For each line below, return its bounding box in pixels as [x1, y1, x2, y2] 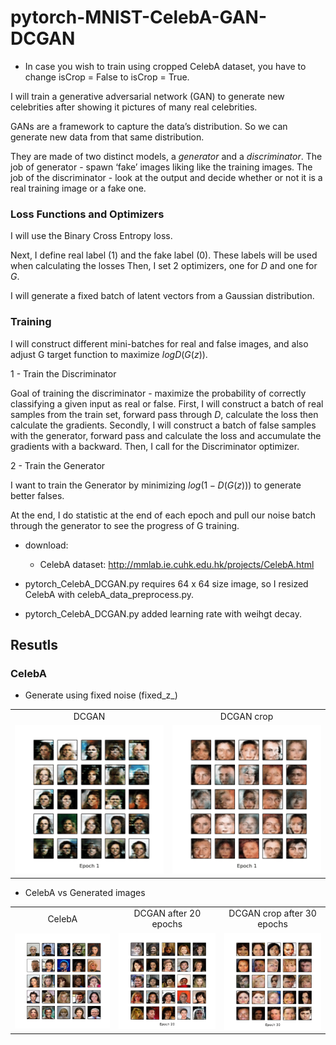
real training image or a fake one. [10, 182, 147, 194]
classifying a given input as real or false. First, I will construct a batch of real [10, 397, 324, 410]
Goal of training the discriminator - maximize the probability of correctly [10, 387, 307, 399]
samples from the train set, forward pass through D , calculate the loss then [10, 408, 319, 420]
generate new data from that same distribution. [10, 131, 205, 143]
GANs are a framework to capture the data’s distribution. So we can [10, 120, 288, 132]
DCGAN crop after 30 [228, 907, 317, 920]
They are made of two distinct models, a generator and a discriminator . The [10, 150, 323, 162]
